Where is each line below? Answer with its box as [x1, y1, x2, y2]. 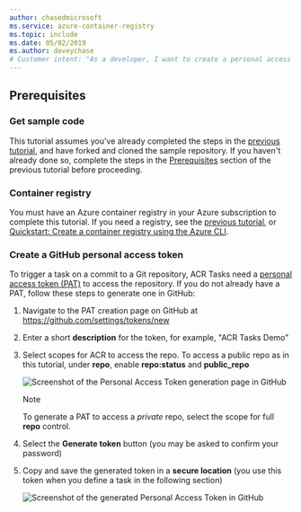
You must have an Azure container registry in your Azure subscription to [9, 207, 277, 217]
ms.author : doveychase [9, 47, 94, 56]
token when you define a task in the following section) [22, 475, 223, 486]
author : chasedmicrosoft [9, 13, 102, 22]
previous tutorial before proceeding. [9, 163, 143, 175]
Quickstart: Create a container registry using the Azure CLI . [9, 225, 229, 236]
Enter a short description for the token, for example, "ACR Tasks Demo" [22, 332, 289, 343]
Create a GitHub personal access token [9, 248, 184, 260]
